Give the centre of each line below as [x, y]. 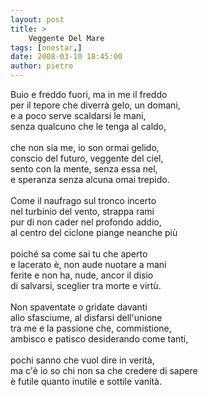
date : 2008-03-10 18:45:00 [66, 57]
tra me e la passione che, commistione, [91, 328]
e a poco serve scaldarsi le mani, [78, 115]
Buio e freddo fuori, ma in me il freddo [89, 94]
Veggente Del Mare [66, 38]
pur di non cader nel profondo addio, [86, 222]
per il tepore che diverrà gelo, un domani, [95, 105]
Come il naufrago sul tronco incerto [83, 200]
